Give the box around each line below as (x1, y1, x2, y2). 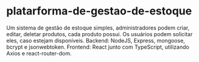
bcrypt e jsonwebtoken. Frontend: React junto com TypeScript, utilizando (6, 43, 190, 51)
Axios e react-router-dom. (6, 49, 72, 57)
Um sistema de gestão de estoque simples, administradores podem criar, (6, 24, 190, 31)
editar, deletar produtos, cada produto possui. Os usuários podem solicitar (6, 30, 193, 37)
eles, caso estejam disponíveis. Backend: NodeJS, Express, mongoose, (6, 37, 186, 44)
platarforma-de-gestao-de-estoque (6, 4, 192, 18)
